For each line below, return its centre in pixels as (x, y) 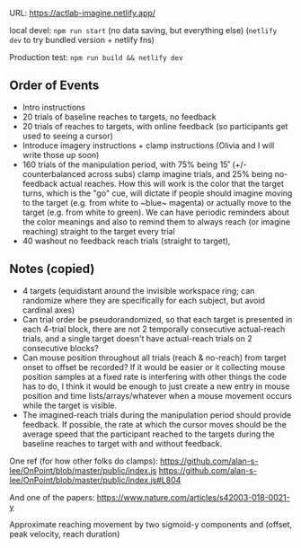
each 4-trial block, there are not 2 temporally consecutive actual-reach (154, 329)
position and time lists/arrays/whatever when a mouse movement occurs (157, 395)
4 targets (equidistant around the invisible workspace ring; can (138, 290)
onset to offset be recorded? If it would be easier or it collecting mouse (154, 367)
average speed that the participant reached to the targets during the (149, 434)
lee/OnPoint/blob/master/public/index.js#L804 (95, 480)
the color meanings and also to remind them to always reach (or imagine (156, 221)
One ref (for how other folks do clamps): (84, 461)
